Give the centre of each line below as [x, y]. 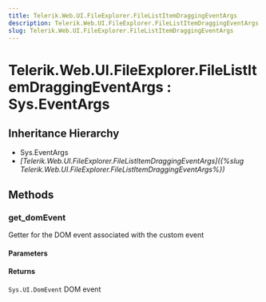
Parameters [28, 253]
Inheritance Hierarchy [64, 133]
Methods [31, 195]
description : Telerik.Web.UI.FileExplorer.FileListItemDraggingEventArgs [134, 23]
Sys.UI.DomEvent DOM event [55, 289]
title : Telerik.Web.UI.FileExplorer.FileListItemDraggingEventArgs [123, 16]
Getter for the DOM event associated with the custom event [106, 235]
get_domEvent [37, 217]
